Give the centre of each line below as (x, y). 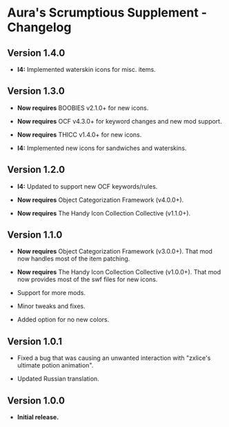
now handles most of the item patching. (73, 259)
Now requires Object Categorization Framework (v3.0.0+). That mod (114, 252)
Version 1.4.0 (36, 53)
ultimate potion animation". (55, 366)
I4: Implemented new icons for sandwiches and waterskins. (102, 148)
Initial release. (38, 417)
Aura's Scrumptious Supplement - (107, 13)
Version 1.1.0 (35, 235)
